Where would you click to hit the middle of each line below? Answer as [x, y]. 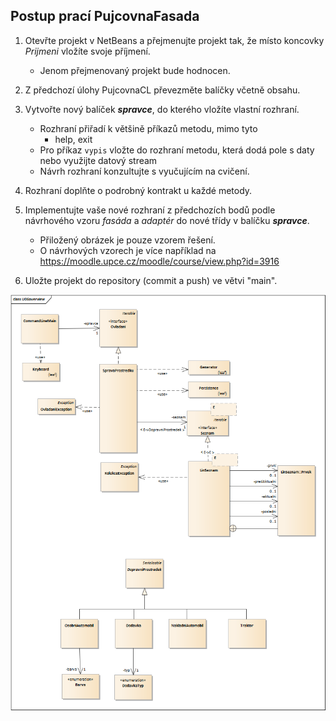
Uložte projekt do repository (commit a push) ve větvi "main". [151, 280]
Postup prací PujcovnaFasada [105, 16]
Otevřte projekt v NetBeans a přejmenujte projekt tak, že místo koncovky [174, 40]
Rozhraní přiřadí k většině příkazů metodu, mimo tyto [148, 128]
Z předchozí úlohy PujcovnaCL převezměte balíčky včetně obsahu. [162, 90]
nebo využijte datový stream [98, 160]
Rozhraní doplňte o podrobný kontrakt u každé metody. [138, 190]
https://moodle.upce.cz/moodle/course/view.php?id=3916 [159, 261]
